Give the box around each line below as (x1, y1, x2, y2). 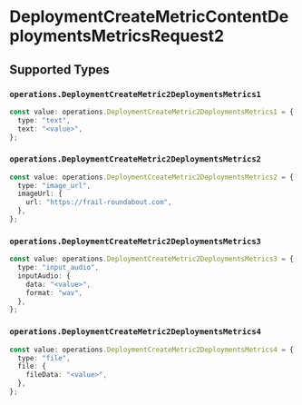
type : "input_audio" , (17, 263, 100, 272)
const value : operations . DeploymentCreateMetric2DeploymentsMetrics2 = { (9, 173, 295, 182)
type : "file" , (17, 353, 71, 362)
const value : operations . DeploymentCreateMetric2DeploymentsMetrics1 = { (9, 107, 295, 116)
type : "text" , (17, 115, 71, 124)
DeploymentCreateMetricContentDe (9, 6, 289, 27)
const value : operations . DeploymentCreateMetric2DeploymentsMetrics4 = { (9, 345, 295, 354)
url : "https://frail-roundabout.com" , (25, 198, 172, 207)
